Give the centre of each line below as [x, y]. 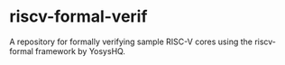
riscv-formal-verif [78, 17]
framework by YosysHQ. [81, 51]
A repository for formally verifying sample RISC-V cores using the [131, 42]
